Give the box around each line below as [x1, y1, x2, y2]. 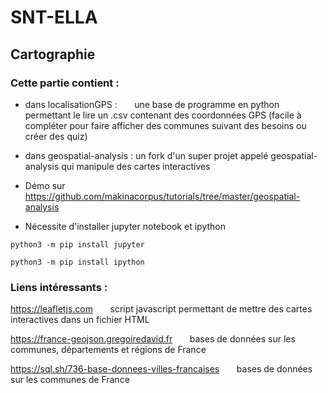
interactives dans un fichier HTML [10, 314, 150, 326]
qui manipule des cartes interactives [61, 160, 211, 172]
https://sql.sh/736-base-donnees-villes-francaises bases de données [10, 363, 313, 375]
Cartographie [10, 46, 96, 63]
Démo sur [24, 179, 66, 191]
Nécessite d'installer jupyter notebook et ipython [24, 220, 226, 232]
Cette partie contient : [10, 76, 120, 90]
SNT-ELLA [10, 6, 98, 29]
